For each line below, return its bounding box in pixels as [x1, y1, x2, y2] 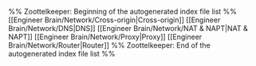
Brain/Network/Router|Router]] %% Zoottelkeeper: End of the [8, 41, 211, 50]
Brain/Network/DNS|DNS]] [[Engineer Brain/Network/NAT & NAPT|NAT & [8, 24, 249, 33]
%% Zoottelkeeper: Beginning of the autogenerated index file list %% [8, 7, 238, 16]
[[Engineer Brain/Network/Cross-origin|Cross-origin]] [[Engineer [8, 15, 221, 25]
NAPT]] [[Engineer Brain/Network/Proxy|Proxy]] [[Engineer [8, 32, 203, 41]
